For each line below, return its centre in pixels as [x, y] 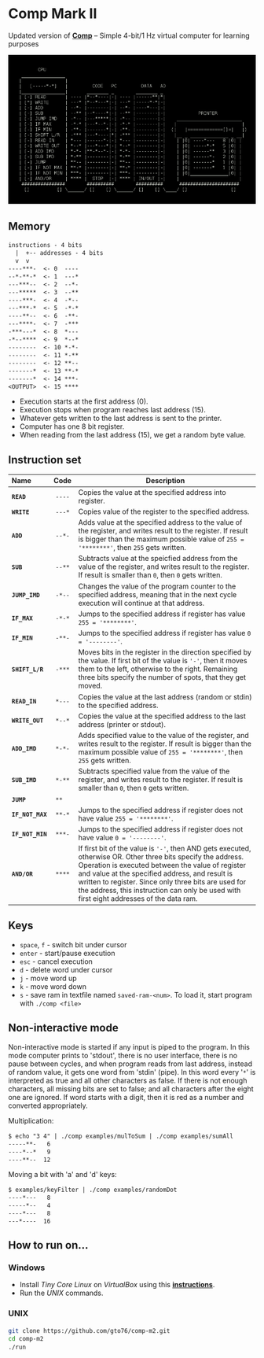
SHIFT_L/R [27, 670]
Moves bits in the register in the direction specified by [165, 652]
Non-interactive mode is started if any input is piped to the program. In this [129, 1046]
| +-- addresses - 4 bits [59, 253]
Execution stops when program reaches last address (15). [113, 410]
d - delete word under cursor [66, 969]
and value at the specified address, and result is [156, 873]
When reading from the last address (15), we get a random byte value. [132, 435]
